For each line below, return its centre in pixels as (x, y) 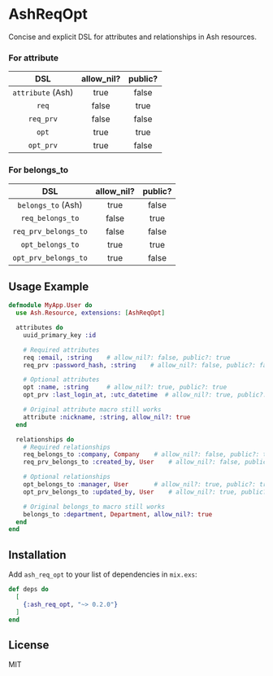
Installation (37, 555)
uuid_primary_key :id (59, 335)
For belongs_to (39, 170)
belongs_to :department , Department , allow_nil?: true (118, 514)
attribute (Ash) (43, 93)
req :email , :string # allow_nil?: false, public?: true (127, 358)
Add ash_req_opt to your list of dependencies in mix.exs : (103, 574)
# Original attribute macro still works (92, 410)
